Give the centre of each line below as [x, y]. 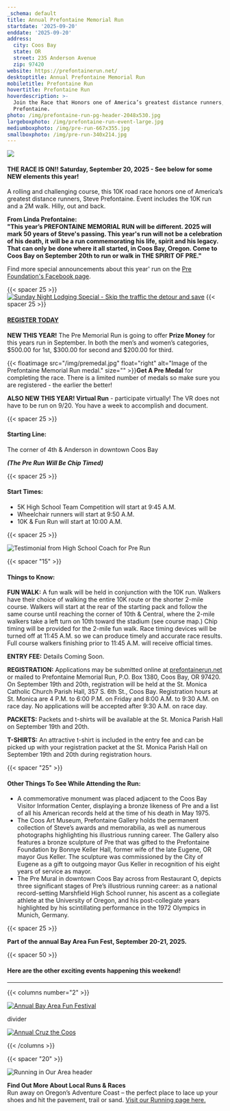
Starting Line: [27, 434]
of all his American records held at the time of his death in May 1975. [114, 813]
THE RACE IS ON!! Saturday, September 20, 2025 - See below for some [110, 169]
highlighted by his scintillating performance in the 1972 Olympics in [112, 908]
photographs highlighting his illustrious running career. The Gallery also [118, 835]
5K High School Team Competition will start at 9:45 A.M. [97, 507]
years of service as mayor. [54, 871]
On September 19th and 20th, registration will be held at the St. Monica [107, 684]
